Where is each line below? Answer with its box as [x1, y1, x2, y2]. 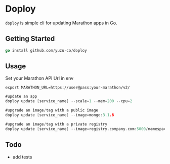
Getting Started [5, 34, 55, 43]
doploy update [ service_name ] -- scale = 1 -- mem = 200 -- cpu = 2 [5, 99, 133, 104]
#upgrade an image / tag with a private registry [5, 121, 108, 127]
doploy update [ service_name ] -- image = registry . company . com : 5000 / [5, 126, 148, 132]
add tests [12, 154, 32, 160]
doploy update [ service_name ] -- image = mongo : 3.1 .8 [5, 112, 114, 118]
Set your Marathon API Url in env [5, 75, 74, 81]
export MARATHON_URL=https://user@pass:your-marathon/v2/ [5, 85, 130, 90]
